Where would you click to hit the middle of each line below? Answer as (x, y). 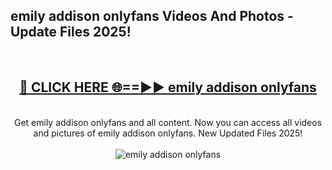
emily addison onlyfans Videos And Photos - (152, 16)
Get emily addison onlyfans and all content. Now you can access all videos (168, 122)
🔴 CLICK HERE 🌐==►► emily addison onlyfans (168, 87)
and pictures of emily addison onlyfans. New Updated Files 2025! (168, 133)
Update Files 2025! (71, 32)
